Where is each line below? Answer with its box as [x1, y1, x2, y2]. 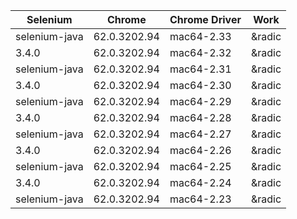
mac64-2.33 [169, 30, 232, 43]
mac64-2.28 [169, 111, 232, 124]
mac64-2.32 [169, 46, 232, 59]
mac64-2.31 [169, 62, 232, 76]
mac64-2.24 [169, 176, 232, 189]
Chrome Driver [169, 13, 242, 26]
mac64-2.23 [169, 192, 232, 206]
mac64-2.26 [169, 144, 232, 157]
